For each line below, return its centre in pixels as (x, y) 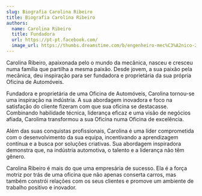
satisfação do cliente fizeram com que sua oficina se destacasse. (87, 106)
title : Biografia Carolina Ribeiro (51, 17)
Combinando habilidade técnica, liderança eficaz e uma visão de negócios (99, 113)
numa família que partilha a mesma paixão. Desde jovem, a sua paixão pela (99, 69)
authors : (17, 23)
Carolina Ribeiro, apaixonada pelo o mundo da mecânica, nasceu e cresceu (100, 62)
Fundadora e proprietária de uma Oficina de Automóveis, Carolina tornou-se (100, 93)
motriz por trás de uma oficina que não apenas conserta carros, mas (91, 174)
